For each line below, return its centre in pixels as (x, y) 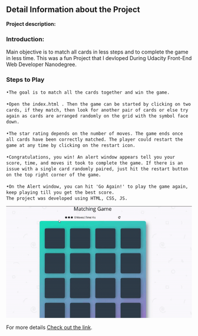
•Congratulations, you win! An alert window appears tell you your (91, 157)
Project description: (31, 24)
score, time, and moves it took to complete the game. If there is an (95, 163)
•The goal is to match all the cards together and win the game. (88, 93)
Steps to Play (25, 80)
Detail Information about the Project (73, 10)
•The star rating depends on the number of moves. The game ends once (95, 134)
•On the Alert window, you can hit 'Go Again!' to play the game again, (97, 187)
